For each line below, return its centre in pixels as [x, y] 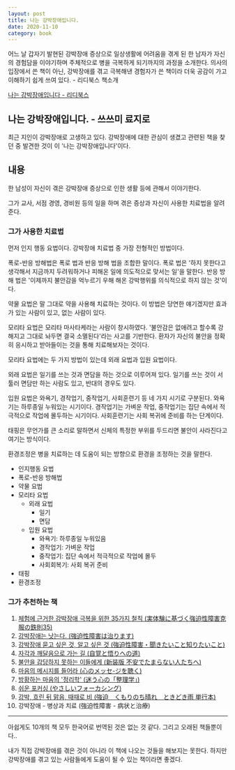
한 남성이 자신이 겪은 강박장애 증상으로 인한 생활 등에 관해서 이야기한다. [105, 188]
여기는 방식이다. [30, 439]
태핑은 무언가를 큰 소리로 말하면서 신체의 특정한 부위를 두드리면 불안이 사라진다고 [118, 431]
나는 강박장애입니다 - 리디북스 [48, 95]
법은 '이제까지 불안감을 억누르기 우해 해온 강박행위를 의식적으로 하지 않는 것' [118, 281]
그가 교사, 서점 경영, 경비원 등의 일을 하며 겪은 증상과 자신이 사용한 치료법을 [110, 202]
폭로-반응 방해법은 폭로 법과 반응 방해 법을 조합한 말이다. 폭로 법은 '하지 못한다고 [117, 263]
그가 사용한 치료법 [36, 231]
